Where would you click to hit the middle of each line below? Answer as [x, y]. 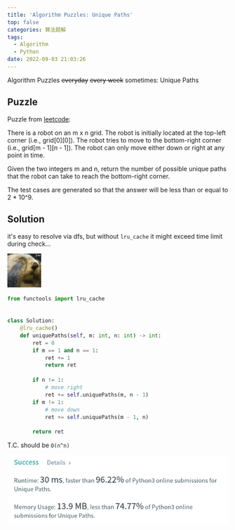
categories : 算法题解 [37, 29]
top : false [23, 22]
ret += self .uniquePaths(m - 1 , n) [97, 417]
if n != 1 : [48, 380]
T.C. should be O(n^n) [39, 445]
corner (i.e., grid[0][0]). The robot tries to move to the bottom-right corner [114, 140]
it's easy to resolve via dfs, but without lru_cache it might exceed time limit [115, 236]
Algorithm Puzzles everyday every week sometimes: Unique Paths [103, 80]
